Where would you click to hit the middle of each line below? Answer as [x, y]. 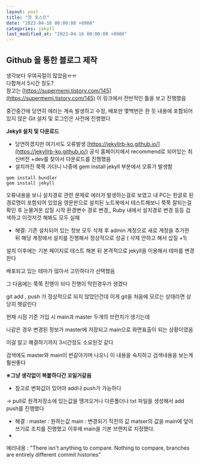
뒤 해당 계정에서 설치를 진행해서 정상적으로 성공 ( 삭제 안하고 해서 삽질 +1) [101, 237]
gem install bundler [32, 178]
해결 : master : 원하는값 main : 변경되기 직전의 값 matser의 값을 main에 [99, 421]
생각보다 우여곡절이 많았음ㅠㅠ [42, 75]
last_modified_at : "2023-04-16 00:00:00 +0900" [67, 34]
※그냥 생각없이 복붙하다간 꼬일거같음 [49, 375]
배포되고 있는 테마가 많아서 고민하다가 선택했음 [61, 270]
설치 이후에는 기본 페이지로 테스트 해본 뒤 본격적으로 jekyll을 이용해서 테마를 [95, 251]
